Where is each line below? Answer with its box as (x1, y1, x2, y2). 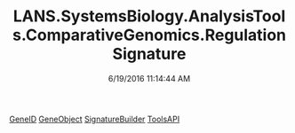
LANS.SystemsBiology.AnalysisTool (12, 6, 286, 27)
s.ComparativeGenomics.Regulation (12, 25, 287, 45)
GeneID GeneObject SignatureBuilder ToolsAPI (9, 113, 180, 124)
